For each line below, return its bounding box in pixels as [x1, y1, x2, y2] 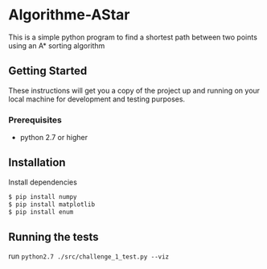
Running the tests [8, 230, 99, 243]
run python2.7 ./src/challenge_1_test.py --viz [8, 251, 170, 261]
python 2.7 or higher [19, 133, 88, 143]
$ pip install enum [8, 208, 74, 216]
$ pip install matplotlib [8, 200, 95, 209]
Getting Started [8, 64, 88, 78]
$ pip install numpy [8, 192, 78, 201]
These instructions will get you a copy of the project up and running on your [8, 85, 260, 95]
